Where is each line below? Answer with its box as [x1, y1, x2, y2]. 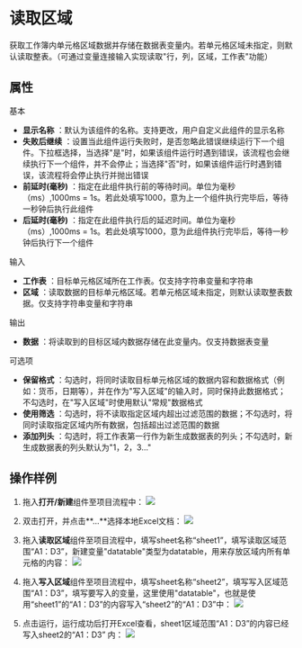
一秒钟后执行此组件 [22, 203, 94, 214]
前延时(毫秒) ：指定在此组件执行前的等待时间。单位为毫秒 [22, 181, 236, 192]
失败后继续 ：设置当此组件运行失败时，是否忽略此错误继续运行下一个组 [22, 136, 285, 147]
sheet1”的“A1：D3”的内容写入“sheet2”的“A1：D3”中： [33, 598, 232, 609]
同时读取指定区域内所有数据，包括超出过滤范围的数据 [22, 419, 220, 430]
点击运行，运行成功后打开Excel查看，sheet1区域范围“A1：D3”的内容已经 [22, 617, 289, 628]
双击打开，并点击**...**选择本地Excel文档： [22, 515, 182, 526]
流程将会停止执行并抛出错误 [46, 169, 149, 180]
